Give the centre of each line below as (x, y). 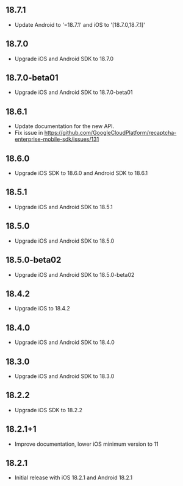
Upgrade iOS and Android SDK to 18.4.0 (65, 342)
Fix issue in (29, 133)
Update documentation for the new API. (64, 126)
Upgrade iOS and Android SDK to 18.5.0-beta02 (74, 274)
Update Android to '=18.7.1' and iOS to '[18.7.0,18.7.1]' (80, 24)
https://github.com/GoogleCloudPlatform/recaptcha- (110, 133)
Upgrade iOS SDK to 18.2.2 (48, 410)
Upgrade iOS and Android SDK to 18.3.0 (64, 376)
